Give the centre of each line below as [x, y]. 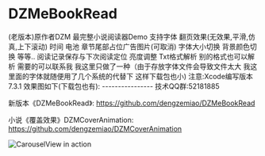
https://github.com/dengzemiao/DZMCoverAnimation [95, 128]
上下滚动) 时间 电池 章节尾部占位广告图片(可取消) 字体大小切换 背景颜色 [134, 46]
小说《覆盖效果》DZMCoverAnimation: [71, 120]
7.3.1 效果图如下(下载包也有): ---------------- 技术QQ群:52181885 [114, 86]
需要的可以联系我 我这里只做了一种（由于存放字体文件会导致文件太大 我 [134, 66]
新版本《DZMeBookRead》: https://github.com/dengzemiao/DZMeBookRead [132, 103]
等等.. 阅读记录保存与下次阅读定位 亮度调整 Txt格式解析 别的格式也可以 [132, 56]
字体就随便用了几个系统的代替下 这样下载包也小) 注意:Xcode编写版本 [141, 76]
